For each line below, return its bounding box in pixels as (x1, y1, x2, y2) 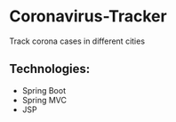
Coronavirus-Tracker (9, 6, 167, 27)
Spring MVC (21, 94, 68, 105)
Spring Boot (21, 85, 67, 95)
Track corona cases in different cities (9, 36, 145, 46)
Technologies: (9, 61, 91, 77)
